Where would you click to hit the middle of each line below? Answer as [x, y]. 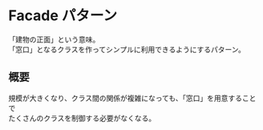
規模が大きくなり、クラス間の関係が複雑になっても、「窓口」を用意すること [132, 98]
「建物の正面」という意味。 [54, 39]
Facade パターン [63, 16]
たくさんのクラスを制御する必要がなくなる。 [82, 118]
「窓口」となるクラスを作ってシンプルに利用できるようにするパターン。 [127, 49]
